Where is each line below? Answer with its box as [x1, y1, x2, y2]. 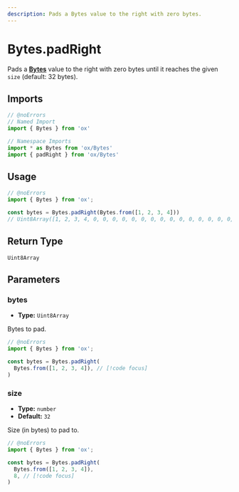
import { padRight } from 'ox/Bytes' [7, 151, 119, 158]
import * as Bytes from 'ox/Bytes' [7, 144, 113, 152]
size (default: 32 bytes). [7, 72, 78, 80]
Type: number [17, 404, 57, 413]
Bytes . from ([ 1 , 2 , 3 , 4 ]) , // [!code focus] [14, 365, 148, 372]
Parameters [7, 273, 60, 286]
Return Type [7, 236, 63, 248]
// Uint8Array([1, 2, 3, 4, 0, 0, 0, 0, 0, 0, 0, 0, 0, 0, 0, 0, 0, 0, [7, 216, 224, 223]
